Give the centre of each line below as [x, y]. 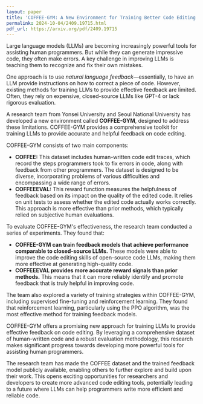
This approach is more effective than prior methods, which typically [99, 209]
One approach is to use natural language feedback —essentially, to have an [100, 77]
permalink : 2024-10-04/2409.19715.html [56, 23]
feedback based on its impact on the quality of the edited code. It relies [104, 196]
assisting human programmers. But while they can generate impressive [95, 53]
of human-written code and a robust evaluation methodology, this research [100, 339]
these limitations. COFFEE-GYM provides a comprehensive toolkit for [92, 127]
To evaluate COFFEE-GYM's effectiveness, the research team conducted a [99, 227]
